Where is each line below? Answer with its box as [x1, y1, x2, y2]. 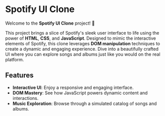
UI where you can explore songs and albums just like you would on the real [5, 51, 160, 57]
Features [5, 71, 34, 80]
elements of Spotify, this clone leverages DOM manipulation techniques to [5, 40, 160, 46]
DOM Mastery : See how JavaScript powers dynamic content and [12, 89, 148, 96]
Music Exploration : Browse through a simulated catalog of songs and [12, 100, 157, 106]
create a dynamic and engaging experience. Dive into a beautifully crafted [5, 46, 159, 52]
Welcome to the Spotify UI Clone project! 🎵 [5, 20, 95, 26]
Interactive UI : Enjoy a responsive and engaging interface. [12, 84, 134, 90]
